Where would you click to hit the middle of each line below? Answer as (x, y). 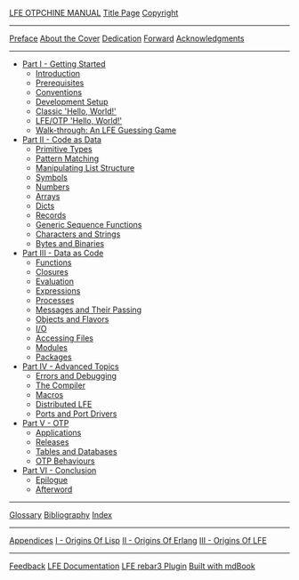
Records (51, 215)
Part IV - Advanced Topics (70, 367)
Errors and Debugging (76, 376)
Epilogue (52, 480)
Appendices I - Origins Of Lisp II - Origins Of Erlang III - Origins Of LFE (138, 540)
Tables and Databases (76, 451)
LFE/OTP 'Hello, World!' (79, 121)
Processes (55, 300)
